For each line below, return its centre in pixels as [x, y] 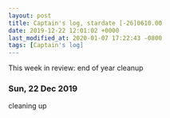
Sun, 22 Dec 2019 [43, 88]
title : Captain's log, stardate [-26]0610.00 [85, 23]
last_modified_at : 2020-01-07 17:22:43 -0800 [85, 38]
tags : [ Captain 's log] [46, 45]
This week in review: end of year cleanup [76, 68]
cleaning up [28, 106]
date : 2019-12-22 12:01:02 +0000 [64, 30]
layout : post [30, 16]
